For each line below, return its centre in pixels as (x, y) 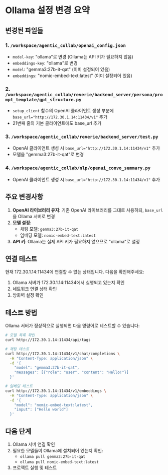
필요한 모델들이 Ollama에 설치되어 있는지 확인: (58, 451)
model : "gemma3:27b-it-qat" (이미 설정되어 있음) (61, 69)
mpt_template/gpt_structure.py (43, 99)
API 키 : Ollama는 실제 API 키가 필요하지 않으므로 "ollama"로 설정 (76, 241)
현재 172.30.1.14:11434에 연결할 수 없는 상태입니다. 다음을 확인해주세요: (75, 272)
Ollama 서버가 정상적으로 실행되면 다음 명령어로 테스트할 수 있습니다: (72, 326)
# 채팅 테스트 (17, 349)
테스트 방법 (21, 313)
